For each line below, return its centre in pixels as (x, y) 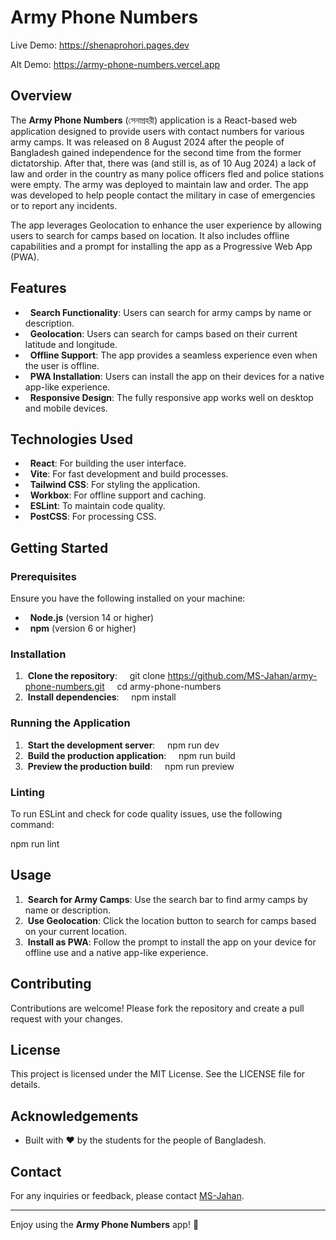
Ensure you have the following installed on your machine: (128, 598)
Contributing (51, 984)
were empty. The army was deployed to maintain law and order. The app (159, 184)
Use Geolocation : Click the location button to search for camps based (172, 920)
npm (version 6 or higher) (83, 628)
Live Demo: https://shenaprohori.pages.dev (100, 45)
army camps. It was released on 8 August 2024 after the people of (147, 142)
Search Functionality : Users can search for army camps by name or (170, 312)
